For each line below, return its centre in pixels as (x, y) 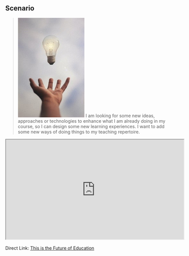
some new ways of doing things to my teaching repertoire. (79, 132)
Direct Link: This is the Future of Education (50, 248)
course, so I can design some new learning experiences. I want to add (91, 126)
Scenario (20, 8)
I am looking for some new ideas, (120, 116)
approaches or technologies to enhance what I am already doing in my (91, 121)
